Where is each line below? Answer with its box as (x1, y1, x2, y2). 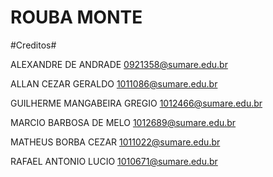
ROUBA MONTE (10, 6, 143, 29)
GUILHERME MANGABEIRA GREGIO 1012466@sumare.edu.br (10, 97, 263, 109)
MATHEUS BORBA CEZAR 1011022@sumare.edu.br (10, 136, 221, 148)
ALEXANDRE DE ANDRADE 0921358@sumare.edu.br (10, 58, 228, 70)
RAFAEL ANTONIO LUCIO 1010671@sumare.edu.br (10, 155, 218, 167)
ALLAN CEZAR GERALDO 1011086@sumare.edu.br (10, 77, 218, 90)
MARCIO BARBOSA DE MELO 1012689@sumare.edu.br (10, 116, 237, 128)
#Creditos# (10, 39, 57, 51)
